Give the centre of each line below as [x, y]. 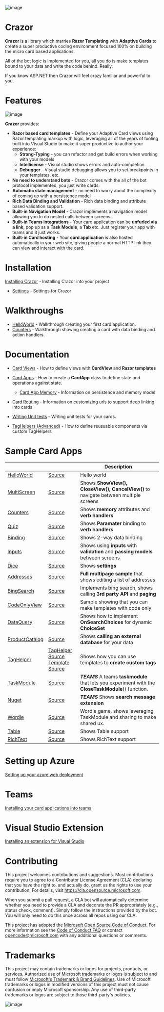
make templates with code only [116, 608]
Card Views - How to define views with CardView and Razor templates [84, 368]
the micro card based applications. [40, 51]
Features [23, 101]
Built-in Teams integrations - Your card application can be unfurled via [84, 222]
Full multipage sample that [112, 573]
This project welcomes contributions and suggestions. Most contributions [79, 875]
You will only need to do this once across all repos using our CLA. [71, 915]
